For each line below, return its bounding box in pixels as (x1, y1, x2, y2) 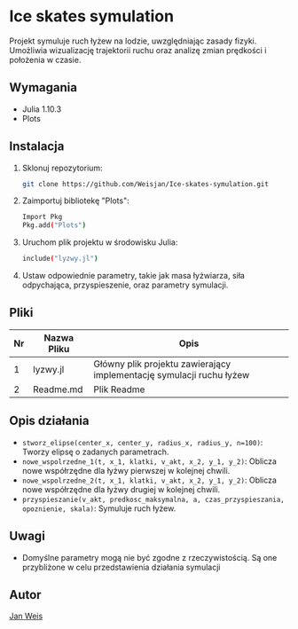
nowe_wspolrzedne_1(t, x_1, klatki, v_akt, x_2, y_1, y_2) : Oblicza (21, 455, 278, 467)
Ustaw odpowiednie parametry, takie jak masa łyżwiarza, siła (21, 271, 246, 281)
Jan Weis (9, 610, 43, 622)
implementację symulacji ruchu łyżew (92, 368, 250, 381)
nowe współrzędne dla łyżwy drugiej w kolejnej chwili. (21, 484, 221, 494)
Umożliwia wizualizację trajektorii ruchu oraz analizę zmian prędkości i (9, 44, 267, 55)
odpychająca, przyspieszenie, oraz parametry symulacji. (21, 279, 229, 290)
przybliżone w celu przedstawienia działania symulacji (21, 562, 221, 572)
